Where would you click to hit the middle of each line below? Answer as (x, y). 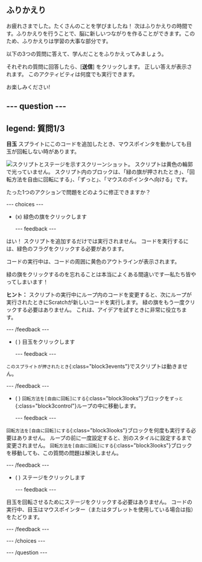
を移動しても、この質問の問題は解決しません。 (64, 453)
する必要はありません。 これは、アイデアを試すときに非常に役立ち (99, 310)
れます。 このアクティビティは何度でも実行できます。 (72, 74)
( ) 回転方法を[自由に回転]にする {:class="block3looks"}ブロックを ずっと (99, 399)
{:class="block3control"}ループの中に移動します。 (77, 406)
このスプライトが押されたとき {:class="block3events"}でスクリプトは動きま (94, 367)
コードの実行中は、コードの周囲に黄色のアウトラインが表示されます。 (93, 262)
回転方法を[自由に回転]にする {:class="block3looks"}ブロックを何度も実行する (99, 431)
